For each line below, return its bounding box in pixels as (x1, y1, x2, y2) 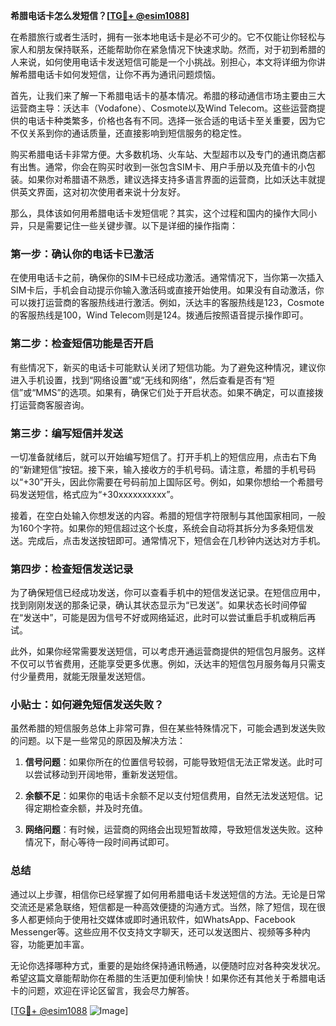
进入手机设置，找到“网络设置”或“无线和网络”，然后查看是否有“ (10, 374, 267, 386)
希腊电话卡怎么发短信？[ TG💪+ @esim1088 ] (10, 10, 190, 21)
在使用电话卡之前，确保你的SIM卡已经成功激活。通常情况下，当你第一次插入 (10, 272, 325, 284)
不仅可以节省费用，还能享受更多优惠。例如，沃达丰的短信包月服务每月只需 (10, 658, 317, 670)
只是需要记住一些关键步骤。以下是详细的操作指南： (27, 220, 238, 231)
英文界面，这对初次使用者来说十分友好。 (18, 186, 186, 198)
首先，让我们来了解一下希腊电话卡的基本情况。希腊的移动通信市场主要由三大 (10, 90, 326, 101)
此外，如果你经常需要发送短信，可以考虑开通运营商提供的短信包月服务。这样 (10, 645, 326, 658)
